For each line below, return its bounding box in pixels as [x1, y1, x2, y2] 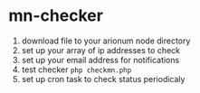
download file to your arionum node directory [21, 35, 191, 46]
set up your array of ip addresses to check [21, 44, 180, 55]
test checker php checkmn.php [21, 64, 132, 75]
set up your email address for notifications [21, 54, 180, 65]
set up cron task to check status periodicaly [21, 73, 186, 84]
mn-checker [8, 5, 103, 26]
